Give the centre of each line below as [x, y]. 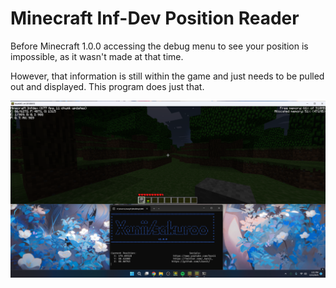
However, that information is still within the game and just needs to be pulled [167, 76]
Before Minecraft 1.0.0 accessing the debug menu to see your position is [159, 46]
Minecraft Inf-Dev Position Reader [155, 18]
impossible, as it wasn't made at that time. [97, 56]
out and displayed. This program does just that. [107, 86]
